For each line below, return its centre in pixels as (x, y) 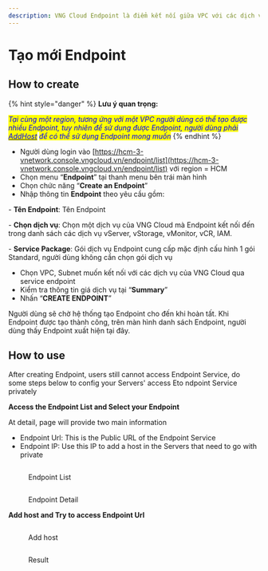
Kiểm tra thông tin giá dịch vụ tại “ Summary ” (94, 289)
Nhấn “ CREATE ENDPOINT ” (65, 298)
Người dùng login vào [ (57, 152)
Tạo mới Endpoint (67, 55)
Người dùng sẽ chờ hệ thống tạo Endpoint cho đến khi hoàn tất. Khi (119, 313)
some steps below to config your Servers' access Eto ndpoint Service (123, 383)
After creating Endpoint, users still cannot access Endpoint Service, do (124, 375)
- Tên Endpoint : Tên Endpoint (57, 209)
